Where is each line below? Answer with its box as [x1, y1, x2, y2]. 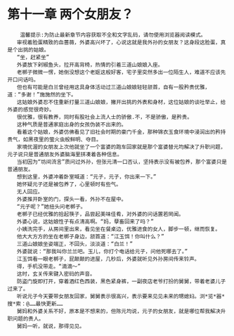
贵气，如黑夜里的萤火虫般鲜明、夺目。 [7, 136, 102, 143]
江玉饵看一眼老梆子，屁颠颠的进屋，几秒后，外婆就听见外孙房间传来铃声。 [16, 255, 200, 262]
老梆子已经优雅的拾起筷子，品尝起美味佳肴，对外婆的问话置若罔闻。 [16, 210, 184, 218]
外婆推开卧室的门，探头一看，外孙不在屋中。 [16, 195, 127, 202]
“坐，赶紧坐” [16, 53, 50, 60]
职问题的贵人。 [7, 315, 44, 322]
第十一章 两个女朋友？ [7, 6, 134, 22]
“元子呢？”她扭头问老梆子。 [16, 203, 86, 210]
